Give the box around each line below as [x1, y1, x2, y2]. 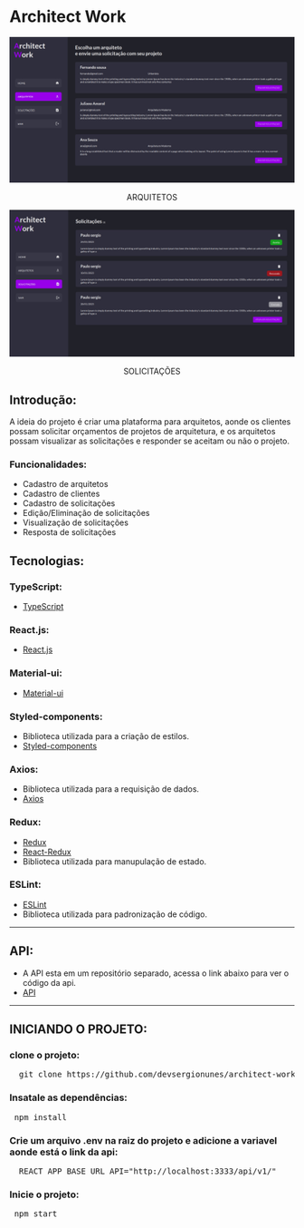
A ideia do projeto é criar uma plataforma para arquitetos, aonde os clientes [9, 416, 291, 427]
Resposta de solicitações [22, 527, 117, 538]
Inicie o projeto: [9, 1188, 80, 1201]
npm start [14, 1209, 58, 1219]
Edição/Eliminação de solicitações [22, 508, 151, 519]
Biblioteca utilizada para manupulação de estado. [22, 855, 207, 867]
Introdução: [9, 392, 77, 407]
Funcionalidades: [9, 458, 88, 471]
